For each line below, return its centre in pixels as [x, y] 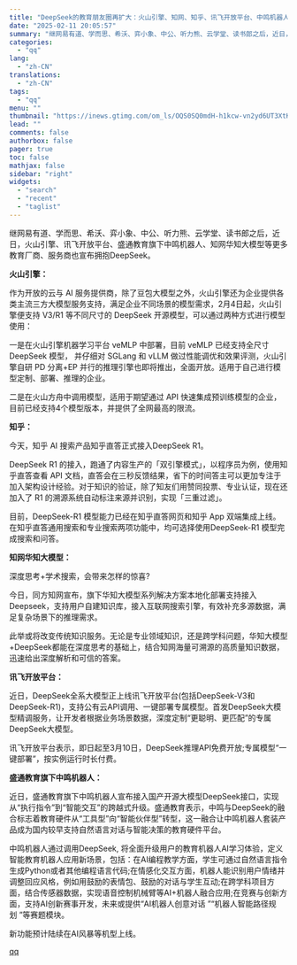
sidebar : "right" [41, 174]
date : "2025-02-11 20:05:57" [63, 26]
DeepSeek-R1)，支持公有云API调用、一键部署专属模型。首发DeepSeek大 [141, 706]
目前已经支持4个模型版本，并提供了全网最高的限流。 [105, 407]
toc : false [29, 157]
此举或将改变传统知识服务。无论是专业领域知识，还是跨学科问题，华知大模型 [148, 636]
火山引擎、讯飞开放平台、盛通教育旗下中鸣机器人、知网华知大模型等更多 [156, 243]
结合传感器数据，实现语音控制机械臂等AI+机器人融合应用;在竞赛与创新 [152, 892]
